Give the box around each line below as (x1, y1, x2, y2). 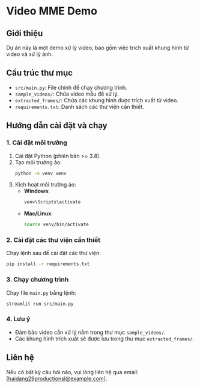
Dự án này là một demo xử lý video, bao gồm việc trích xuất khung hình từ (6, 44, 189, 51)
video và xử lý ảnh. (6, 51, 53, 58)
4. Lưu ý (6, 315, 31, 323)
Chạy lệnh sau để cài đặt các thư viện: (6, 250, 101, 257)
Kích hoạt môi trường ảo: (14, 181, 76, 188)
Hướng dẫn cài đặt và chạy (6, 120, 108, 131)
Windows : (23, 188, 50, 195)
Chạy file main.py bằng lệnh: (6, 289, 76, 296)
